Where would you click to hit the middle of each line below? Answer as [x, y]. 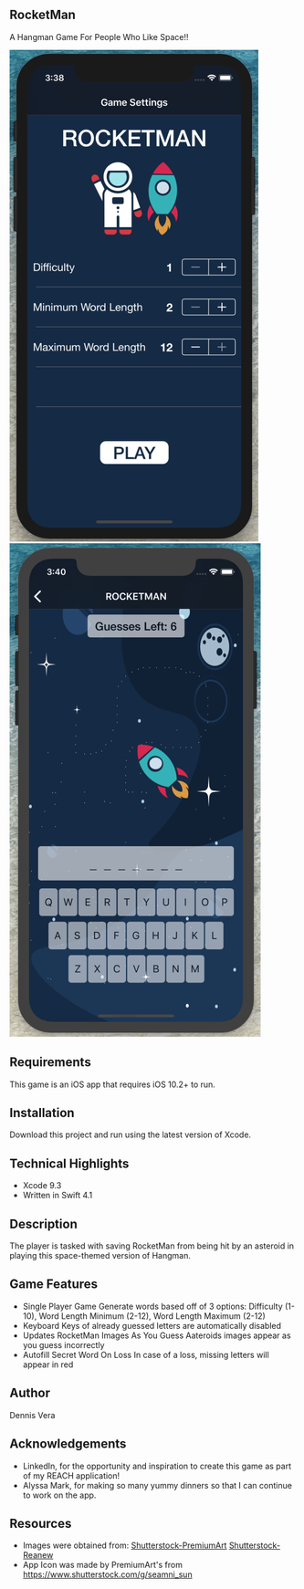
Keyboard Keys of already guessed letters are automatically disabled [152, 1325]
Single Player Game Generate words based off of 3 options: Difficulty [152, 1306]
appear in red [48, 1364]
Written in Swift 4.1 [58, 1196]
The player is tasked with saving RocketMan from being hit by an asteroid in [152, 1246]
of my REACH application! [71, 1475]
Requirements [50, 1062]
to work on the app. [59, 1495]
